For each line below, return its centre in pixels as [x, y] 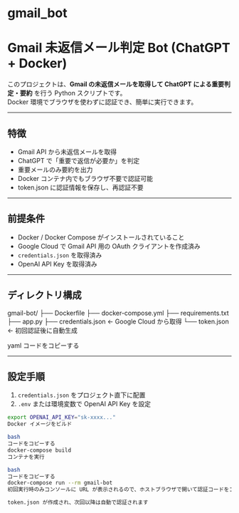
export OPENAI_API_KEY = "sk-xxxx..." [62, 418]
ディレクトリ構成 [44, 295]
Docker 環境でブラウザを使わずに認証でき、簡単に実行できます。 [102, 102]
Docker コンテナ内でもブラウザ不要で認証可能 [85, 178]
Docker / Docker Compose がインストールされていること [101, 237]
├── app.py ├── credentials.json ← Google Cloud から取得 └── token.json [118, 321]
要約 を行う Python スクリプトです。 [73, 93]
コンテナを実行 [26, 457]
